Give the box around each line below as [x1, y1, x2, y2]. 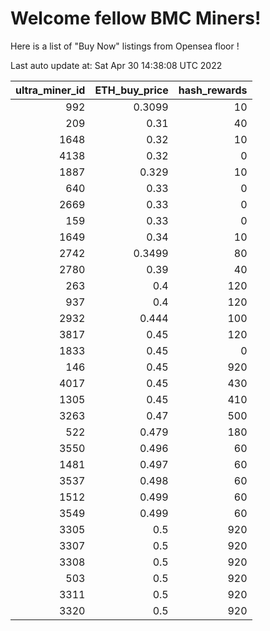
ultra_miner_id [15, 83, 86, 97]
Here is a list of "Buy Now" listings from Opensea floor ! [10, 40, 240, 52]
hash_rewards [178, 83, 248, 97]
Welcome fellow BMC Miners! [10, 7, 262, 30]
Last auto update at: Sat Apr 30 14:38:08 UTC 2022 [10, 59, 223, 71]
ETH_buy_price [94, 83, 169, 97]
